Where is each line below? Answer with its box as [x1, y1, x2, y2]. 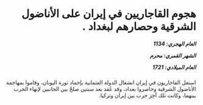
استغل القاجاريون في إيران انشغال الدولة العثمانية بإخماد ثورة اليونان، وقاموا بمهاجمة [5, 79, 196, 86]
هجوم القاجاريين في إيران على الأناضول [21, 7, 196, 21]
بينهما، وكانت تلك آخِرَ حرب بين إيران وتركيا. [99, 92, 196, 99]
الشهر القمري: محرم [149, 52, 196, 59]
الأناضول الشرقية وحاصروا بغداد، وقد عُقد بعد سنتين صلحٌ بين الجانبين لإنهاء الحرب [13, 86, 196, 93]
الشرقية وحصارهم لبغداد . [82, 19, 196, 33]
